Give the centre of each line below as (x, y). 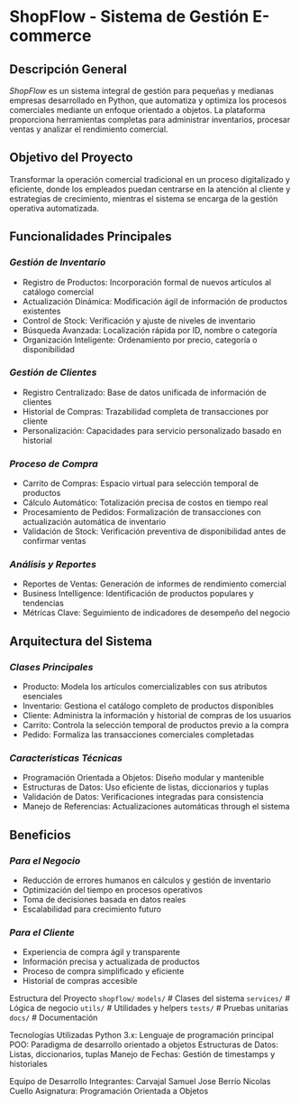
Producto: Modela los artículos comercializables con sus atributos (145, 687)
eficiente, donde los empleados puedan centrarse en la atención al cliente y (150, 189)
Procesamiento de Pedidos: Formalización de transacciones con (141, 512)
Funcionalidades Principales (91, 237)
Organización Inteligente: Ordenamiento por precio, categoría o (140, 340)
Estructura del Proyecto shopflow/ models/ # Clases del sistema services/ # (150, 998)
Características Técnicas (66, 758)
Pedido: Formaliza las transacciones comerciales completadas (138, 735)
